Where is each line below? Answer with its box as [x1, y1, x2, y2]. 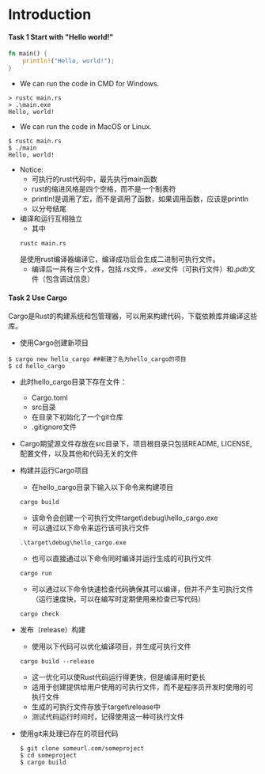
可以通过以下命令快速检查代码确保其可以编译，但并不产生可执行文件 [31, 584, 254, 594]
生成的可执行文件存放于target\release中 [31, 702, 161, 711]
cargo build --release [19, 658, 95, 666]
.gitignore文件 [31, 422, 78, 432]
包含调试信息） [45, 275, 95, 284]
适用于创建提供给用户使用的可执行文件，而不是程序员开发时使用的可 [31, 682, 254, 692]
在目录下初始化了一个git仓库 [31, 412, 124, 422]
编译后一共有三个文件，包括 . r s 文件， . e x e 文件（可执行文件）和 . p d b [31, 264, 249, 274]
